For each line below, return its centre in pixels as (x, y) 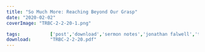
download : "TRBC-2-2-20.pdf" (52, 40)
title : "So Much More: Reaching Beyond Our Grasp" (72, 12)
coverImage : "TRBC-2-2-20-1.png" (49, 23)
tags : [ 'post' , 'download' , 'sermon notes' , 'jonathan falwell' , (101, 34)
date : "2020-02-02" (31, 18)
